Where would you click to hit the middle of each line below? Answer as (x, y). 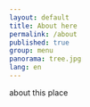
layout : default (39, 17)
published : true (39, 42)
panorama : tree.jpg (45, 59)
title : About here (43, 26)
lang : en (25, 68)
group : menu (31, 51)
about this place (39, 92)
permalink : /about (43, 34)
